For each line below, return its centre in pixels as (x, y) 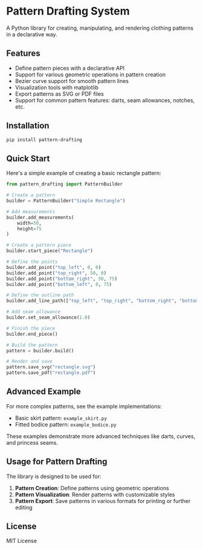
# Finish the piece (31, 328)
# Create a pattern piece (39, 245)
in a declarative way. (32, 34)
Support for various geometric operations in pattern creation (90, 75)
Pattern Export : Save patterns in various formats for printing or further (103, 501)
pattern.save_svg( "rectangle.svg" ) (51, 367)
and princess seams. (32, 442)
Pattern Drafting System (68, 11)
